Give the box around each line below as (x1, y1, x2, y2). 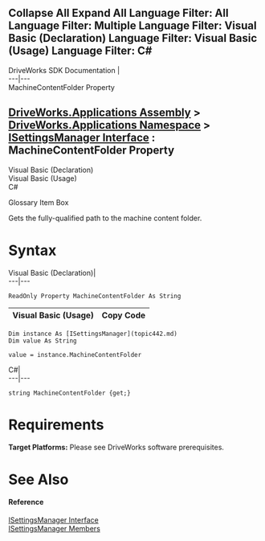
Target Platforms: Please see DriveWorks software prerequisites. (8, 442, 225, 452)
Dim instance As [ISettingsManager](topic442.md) (8, 330, 178, 338)
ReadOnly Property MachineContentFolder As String (8, 292, 181, 300)
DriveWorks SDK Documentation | (8, 65, 120, 75)
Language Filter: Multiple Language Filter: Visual (8, 19, 257, 33)
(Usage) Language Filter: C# (8, 44, 153, 58)
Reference (8, 498, 44, 507)
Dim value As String (8, 337, 78, 345)
